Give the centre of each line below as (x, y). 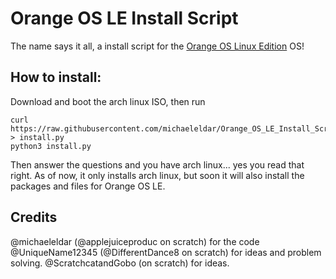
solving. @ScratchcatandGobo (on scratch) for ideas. (120, 263)
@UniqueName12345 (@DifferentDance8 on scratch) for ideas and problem (166, 252)
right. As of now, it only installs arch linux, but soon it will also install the (157, 175)
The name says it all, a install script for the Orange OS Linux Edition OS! (157, 46)
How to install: (56, 77)
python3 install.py (51, 146)
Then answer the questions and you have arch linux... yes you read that (157, 164)
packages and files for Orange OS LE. (88, 186)
